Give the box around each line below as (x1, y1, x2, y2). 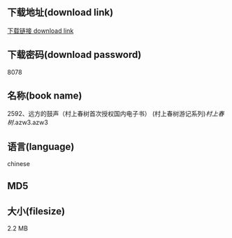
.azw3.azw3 (13, 118, 49, 127)
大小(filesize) (7, 205, 65, 218)
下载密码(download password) (7, 49, 142, 61)
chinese (7, 160, 30, 168)
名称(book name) (7, 90, 82, 102)
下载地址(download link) (7, 6, 114, 19)
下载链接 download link (7, 27, 74, 35)
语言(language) (7, 140, 75, 152)
